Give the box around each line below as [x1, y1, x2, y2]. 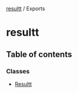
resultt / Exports [6, 5, 45, 12]
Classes [6, 67, 30, 75]
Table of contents [6, 49, 72, 59]
